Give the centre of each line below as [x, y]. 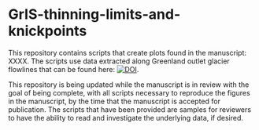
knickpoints [48, 31]
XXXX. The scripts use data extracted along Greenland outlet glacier [119, 61]
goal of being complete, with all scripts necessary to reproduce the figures [129, 92]
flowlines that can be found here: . [74, 69]
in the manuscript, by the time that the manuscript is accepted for [114, 101]
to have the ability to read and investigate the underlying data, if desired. [126, 117]
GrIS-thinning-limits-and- [94, 14]
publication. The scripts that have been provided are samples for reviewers [130, 109]
